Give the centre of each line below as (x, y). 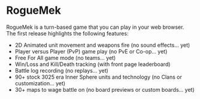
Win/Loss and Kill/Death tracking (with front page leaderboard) (93, 64)
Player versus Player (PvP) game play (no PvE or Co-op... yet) (91, 51)
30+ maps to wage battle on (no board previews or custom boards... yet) (104, 89)
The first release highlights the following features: (67, 33)
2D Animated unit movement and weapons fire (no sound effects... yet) (102, 45)
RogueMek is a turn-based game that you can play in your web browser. (95, 27)
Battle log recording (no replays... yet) (62, 70)
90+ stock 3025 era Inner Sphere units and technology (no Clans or (99, 77)
